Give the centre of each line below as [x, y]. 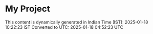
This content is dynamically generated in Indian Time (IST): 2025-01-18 [76, 22]
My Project [28, 9]
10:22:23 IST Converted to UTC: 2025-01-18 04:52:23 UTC [64, 27]
